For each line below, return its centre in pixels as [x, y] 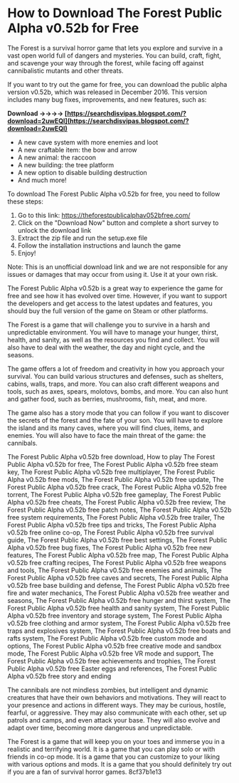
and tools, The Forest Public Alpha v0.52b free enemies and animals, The [115, 570]
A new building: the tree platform [66, 164]
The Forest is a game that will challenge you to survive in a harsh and [109, 325]
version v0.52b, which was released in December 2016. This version [107, 92]
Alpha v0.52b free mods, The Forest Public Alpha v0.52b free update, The [116, 479]
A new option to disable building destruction [82, 172]
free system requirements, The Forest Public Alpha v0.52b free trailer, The [116, 517]
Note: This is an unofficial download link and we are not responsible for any [118, 267]
